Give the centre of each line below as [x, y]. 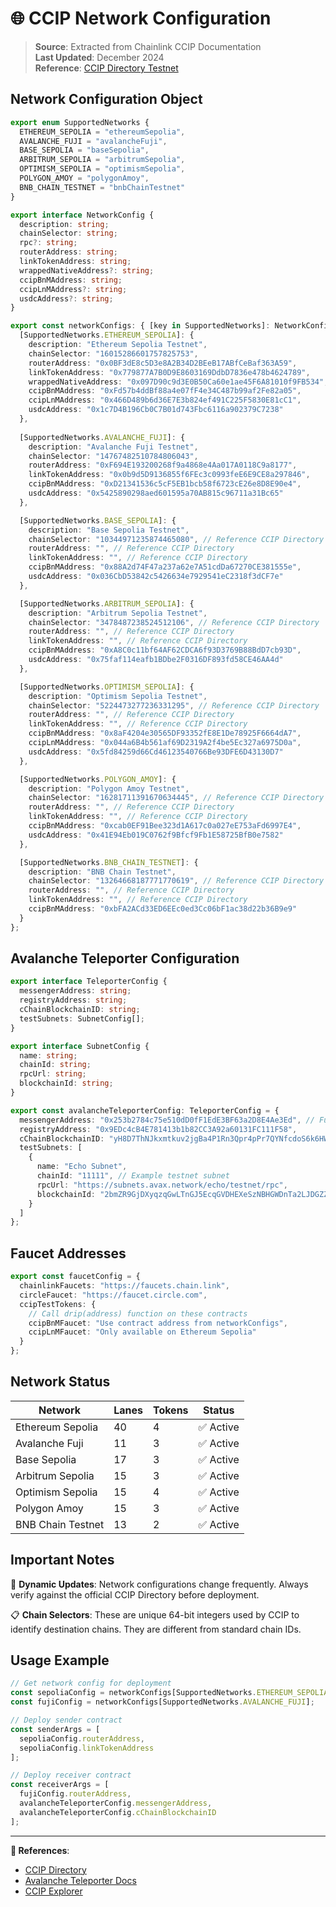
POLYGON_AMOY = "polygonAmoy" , [84, 178]
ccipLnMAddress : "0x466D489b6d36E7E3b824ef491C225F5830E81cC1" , [165, 400]
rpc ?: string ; [48, 243]
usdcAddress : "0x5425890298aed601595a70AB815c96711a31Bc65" [156, 493]
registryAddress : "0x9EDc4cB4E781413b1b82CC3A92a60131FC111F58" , [158, 1129]
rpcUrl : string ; [53, 1074]
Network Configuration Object [106, 99]
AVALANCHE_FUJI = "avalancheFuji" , [93, 141]
